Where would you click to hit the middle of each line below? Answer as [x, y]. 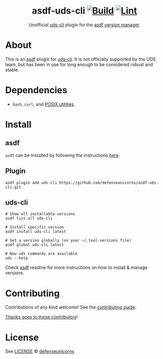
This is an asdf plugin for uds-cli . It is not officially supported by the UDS [80, 59]
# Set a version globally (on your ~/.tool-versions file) [68, 241]
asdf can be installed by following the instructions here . [63, 155]
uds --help [17, 258]
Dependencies [36, 90]
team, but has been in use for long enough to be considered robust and [79, 64]
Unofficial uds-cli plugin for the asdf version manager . [85, 25]
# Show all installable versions [40, 214]
